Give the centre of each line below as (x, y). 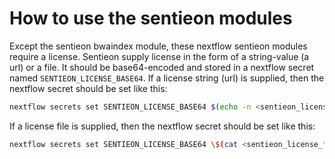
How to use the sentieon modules (151, 18)
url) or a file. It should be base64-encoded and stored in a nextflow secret (162, 67)
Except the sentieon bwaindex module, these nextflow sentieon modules (158, 46)
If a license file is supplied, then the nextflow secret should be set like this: (162, 126)
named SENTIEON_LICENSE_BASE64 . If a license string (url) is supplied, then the (167, 78)
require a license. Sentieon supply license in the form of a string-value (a (159, 56)
